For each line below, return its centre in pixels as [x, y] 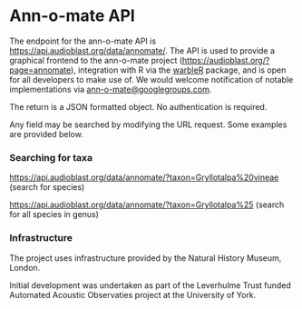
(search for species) [47, 187]
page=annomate [40, 70]
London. [25, 267]
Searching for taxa [51, 157]
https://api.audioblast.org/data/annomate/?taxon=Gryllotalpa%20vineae [144, 177]
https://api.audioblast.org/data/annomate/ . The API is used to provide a [142, 50]
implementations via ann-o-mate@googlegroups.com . [111, 89]
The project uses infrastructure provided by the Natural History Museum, [146, 258]
